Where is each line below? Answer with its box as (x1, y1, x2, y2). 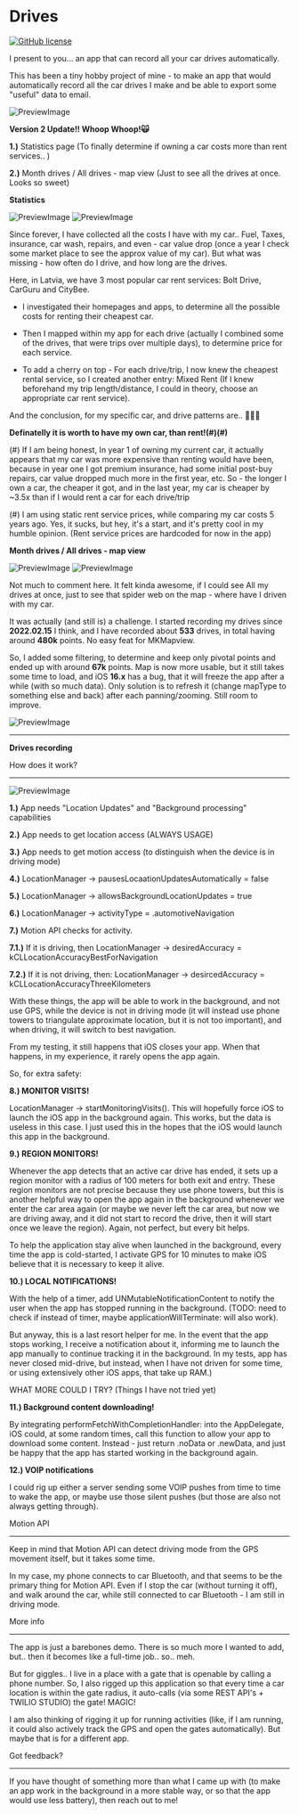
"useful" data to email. (9, 89, 92, 100)
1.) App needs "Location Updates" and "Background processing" (9, 802, 247, 813)
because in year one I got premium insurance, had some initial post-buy (9, 463, 273, 474)
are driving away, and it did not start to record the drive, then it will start (9, 1213, 272, 1223)
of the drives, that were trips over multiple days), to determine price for (21, 337, 283, 348)
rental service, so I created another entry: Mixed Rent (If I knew (21, 373, 255, 384)
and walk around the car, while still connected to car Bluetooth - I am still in (9, 1589, 285, 1600)
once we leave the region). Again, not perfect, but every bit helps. (9, 1222, 251, 1233)
